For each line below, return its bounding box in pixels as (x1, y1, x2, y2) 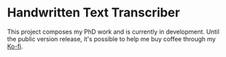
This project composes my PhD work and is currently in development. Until (7, 27, 220, 36)
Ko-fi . (7, 42, 23, 50)
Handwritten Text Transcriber (7, 5, 181, 21)
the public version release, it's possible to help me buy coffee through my (7, 34, 216, 43)
